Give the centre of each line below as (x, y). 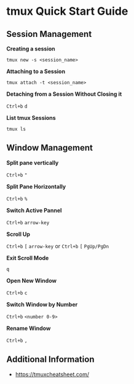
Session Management (49, 34)
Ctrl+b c (17, 293)
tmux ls (16, 129)
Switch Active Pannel (34, 210)
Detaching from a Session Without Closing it (64, 94)
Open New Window (32, 280)
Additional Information (50, 360)
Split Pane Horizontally (36, 186)
